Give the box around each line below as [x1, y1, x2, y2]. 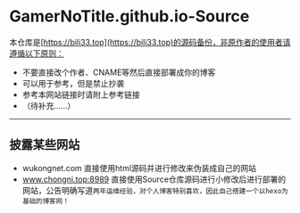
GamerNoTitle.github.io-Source [9, 6, 250, 27]
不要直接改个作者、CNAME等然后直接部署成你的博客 [21, 67, 216, 78]
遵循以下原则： [9, 47, 64, 59]
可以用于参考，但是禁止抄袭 [21, 78, 125, 88]
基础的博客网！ [21, 196, 70, 206]
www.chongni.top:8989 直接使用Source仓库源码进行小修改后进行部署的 [21, 174, 287, 184]
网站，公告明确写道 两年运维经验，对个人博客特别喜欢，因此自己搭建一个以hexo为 [21, 184, 288, 195]
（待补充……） [21, 100, 76, 111]
